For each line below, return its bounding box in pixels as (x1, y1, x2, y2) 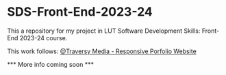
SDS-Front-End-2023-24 (7, 4, 153, 20)
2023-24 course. (19, 33, 68, 42)
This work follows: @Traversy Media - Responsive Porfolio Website (7, 47, 197, 55)
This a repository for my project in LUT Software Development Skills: (7, 27, 201, 35)
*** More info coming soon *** (7, 60, 95, 68)
